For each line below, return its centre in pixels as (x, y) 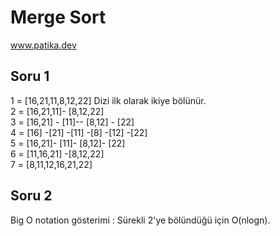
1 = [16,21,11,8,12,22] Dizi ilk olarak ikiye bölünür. (108, 100)
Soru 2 (31, 196)
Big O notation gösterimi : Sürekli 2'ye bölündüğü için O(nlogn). (140, 220)
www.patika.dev (43, 45)
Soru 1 (30, 76)
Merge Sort (58, 17)
